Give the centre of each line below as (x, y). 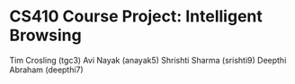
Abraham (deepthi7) (46, 70)
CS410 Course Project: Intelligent (136, 17)
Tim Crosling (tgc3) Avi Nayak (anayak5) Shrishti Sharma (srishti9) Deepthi (148, 60)
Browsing (46, 35)
